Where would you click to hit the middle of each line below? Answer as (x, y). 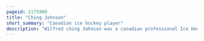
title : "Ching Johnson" (36, 17)
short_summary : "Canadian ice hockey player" (65, 23)
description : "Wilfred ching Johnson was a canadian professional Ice (97, 29)
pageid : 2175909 (27, 12)
